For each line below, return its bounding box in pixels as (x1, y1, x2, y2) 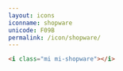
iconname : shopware (8, 19, 73, 27)
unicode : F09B (8, 26, 56, 34)
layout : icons (8, 11, 56, 20)
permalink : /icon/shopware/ (8, 33, 102, 42)
